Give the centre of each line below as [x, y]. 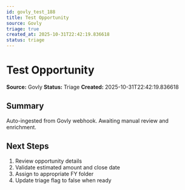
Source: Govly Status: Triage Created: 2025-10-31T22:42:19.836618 [92, 87]
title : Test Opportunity [38, 18]
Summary [25, 106]
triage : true [23, 29]
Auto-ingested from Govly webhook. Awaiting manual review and [87, 120]
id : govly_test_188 [31, 12]
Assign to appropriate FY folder [54, 174]
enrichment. [21, 127]
